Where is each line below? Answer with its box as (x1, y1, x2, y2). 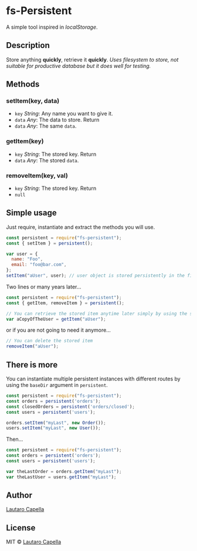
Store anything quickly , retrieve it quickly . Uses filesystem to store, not (6, 56, 179, 63)
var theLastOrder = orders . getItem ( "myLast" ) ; (6, 468, 122, 474)
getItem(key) (6, 137, 44, 145)
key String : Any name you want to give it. (14, 110, 113, 117)
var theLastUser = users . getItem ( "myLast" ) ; (6, 474, 117, 480)
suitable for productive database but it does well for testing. (6, 62, 151, 69)
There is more (6, 359, 58, 370)
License (6, 523, 36, 533)
